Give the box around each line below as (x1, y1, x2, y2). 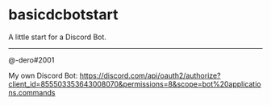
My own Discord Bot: (8, 71, 78, 80)
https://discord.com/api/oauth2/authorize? (79, 71, 221, 80)
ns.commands (8, 87, 56, 97)
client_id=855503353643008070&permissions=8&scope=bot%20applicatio (8, 79, 261, 89)
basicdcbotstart (8, 6, 119, 24)
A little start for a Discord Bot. (8, 32, 107, 42)
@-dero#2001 (8, 55, 55, 65)
